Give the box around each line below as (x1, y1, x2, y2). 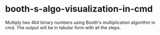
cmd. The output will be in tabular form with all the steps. (5, 24, 121, 30)
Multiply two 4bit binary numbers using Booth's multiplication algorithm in (5, 19, 156, 25)
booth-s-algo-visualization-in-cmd (5, 3, 153, 15)
